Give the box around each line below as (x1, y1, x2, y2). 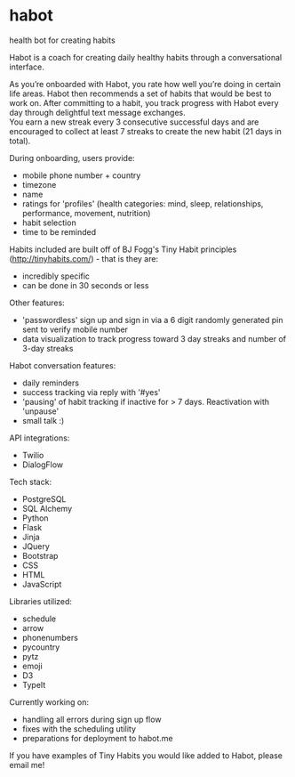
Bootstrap (21, 550, 59, 561)
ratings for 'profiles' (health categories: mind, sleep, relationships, (21, 198, 264, 209)
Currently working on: (9, 696, 89, 708)
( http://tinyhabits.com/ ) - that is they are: (9, 253, 158, 263)
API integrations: (9, 433, 70, 443)
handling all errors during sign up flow (21, 714, 162, 724)
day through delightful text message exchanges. (9, 107, 187, 117)
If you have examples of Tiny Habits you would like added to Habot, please (9, 749, 283, 761)
